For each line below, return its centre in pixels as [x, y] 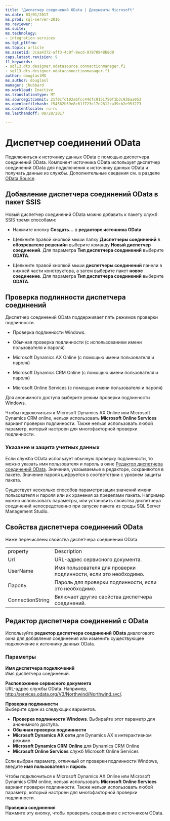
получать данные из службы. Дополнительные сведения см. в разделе [83, 173]
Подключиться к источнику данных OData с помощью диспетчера [77, 157]
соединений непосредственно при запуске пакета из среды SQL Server [83, 506]
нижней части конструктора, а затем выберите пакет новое [78, 271]
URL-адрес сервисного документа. [98, 559]
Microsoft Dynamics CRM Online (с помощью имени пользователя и [85, 373]
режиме [21, 740]
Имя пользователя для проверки [95, 568]
